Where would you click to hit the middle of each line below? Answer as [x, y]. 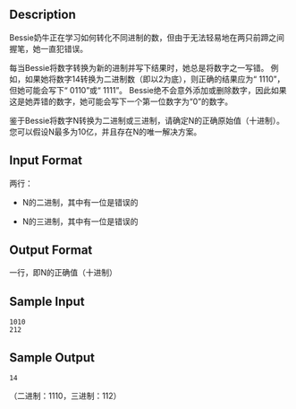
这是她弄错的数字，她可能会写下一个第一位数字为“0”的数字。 [121, 101]
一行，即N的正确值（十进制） [63, 273]
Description [42, 15]
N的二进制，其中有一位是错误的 [80, 202]
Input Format [46, 161]
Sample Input [47, 301]
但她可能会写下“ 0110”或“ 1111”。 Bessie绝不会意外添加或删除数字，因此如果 [148, 90]
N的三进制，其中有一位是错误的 [80, 221]
